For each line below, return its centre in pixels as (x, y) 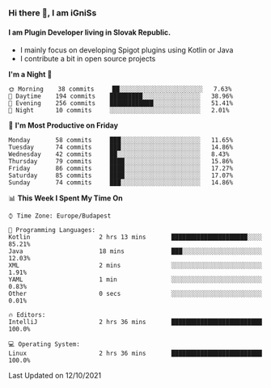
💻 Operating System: (44, 344)
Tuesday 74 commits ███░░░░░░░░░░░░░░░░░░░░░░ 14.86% (121, 148)
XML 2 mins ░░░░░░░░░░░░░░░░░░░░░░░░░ (135, 266)
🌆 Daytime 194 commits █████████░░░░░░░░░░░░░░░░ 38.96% (121, 96)
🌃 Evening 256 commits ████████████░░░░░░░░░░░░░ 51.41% (121, 103)
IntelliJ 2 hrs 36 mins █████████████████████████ (135, 323)
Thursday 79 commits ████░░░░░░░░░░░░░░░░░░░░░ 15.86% (121, 162)
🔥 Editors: (27, 315)
